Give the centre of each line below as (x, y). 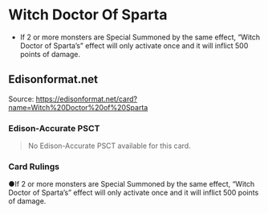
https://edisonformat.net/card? (87, 99)
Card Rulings (34, 167)
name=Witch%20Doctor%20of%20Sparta (78, 107)
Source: (21, 99)
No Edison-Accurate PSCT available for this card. (109, 146)
